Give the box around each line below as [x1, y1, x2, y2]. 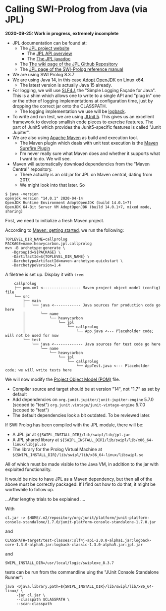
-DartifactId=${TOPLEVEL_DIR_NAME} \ [11, 254, 90, 259]
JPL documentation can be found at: [12, 40, 87, 46]
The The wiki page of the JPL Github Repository [19, 61, 118, 67]
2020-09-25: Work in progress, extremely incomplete [5, 30, 119, 36]
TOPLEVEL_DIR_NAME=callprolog [5, 237, 68, 242]
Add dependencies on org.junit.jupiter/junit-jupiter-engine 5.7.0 [12, 396, 154, 402]
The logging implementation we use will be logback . [19, 108, 126, 114]
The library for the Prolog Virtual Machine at [12, 446, 103, 452]
